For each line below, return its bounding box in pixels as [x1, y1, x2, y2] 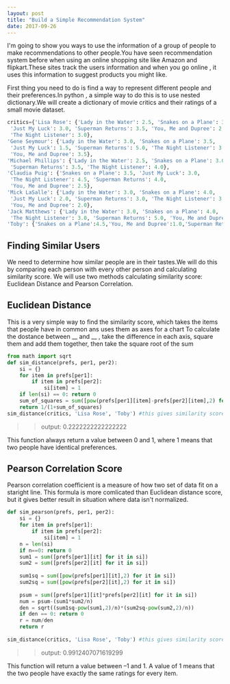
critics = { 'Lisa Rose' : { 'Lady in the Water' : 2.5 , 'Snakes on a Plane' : [7, 119, 219, 126]
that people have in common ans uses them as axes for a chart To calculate [7, 325, 220, 333]
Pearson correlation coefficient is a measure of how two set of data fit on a [7, 481, 218, 490]
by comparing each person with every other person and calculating [7, 265, 197, 274]
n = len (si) [19, 540, 53, 548]
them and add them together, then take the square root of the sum [7, 340, 194, 348]
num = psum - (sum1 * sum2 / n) [19, 598, 94, 605]
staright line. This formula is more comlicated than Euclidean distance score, [7, 488, 223, 496]
